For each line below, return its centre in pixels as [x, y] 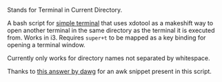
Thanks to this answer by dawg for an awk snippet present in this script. [110, 71]
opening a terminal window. [46, 45]
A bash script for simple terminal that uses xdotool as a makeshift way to [110, 23]
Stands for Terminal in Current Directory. [65, 10]
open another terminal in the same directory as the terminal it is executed [111, 30]
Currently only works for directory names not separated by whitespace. [109, 58]
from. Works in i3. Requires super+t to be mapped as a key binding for [107, 38]
